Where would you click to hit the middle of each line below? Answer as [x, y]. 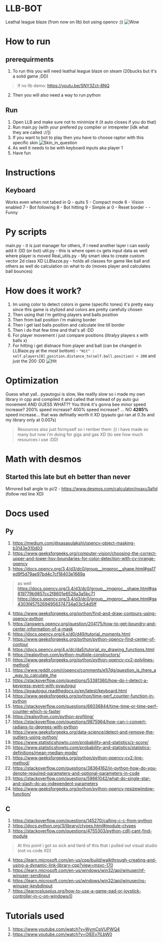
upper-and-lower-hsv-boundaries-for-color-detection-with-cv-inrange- [84, 558]
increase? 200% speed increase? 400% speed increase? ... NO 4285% [77, 409]
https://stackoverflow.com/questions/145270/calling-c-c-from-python [82, 821]
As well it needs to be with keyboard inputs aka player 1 [67, 148]
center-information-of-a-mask [43, 628]
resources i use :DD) [38, 439]
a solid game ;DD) [30, 76]
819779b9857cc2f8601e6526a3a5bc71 [56, 594]
